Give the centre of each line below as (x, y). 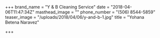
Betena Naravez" (22, 22)
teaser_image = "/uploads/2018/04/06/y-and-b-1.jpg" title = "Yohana (75, 17)
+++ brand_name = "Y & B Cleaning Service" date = (57, 7)
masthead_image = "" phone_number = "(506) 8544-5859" (95, 12)
